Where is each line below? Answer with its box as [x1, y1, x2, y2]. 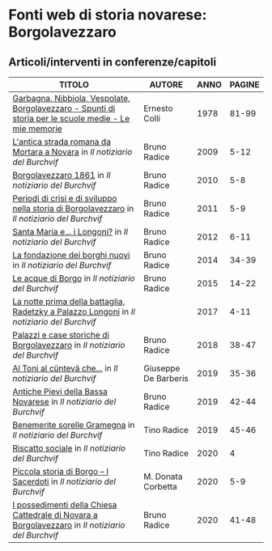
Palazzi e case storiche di [12, 329, 109, 341]
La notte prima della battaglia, [12, 296, 125, 307]
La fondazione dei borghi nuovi [12, 249, 130, 261]
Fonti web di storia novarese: [8, 6, 207, 24]
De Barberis [142, 373, 189, 384]
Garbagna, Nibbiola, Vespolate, [12, 93, 131, 104]
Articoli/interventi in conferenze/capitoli [8, 55, 217, 69]
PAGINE [229, 79, 260, 90]
